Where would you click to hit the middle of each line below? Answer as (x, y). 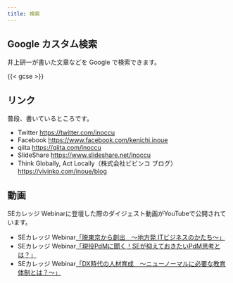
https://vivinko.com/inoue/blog (62, 171)
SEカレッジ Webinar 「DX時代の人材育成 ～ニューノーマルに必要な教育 (122, 264)
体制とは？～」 (39, 272)
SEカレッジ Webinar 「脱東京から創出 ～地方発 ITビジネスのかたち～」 (121, 237)
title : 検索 (24, 14)
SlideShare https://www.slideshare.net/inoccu (84, 155)
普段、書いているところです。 (50, 119)
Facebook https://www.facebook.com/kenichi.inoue (93, 140)
